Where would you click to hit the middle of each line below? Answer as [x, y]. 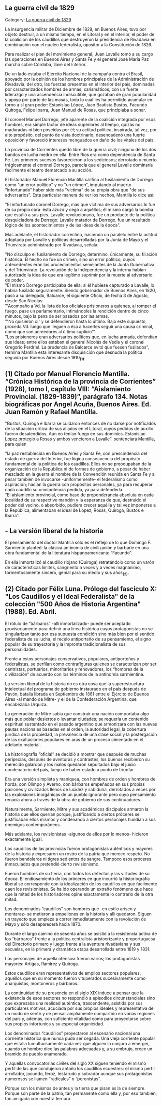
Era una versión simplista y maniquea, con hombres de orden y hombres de [80, 779]
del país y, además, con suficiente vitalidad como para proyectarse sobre [78, 1019]
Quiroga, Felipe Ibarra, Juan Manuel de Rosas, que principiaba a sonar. [76, 110]
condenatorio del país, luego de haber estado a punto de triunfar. [70, 769]
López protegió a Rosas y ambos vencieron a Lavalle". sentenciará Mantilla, [80, 439]
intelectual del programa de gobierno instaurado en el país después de [75, 689]
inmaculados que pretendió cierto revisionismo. [52, 864]
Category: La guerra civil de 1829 [38, 19]
